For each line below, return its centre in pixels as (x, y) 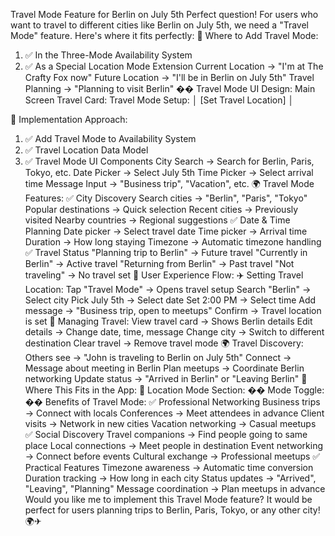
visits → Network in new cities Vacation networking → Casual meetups (170, 423)
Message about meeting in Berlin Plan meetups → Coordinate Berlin (164, 368)
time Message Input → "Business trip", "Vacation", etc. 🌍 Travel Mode (169, 183)
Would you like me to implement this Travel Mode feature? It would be (168, 499)
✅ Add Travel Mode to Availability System (110, 138)
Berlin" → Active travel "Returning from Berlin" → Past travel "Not (159, 263)
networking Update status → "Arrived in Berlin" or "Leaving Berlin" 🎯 (166, 378)
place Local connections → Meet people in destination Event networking (173, 445)
